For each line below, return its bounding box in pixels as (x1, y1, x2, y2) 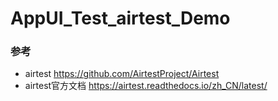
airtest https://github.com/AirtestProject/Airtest (24, 68, 220, 80)
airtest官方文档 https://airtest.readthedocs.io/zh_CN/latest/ (24, 80, 268, 92)
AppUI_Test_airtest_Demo (10, 7, 231, 30)
